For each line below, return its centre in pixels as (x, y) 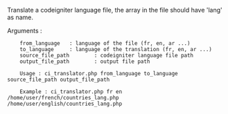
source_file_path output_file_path (59, 79)
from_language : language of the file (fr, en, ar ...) (105, 44)
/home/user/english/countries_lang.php (65, 104)
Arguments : (25, 31)
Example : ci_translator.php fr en (71, 92)
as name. (20, 17)
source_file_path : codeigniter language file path (107, 55)
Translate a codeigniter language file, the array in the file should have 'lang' (115, 10)
